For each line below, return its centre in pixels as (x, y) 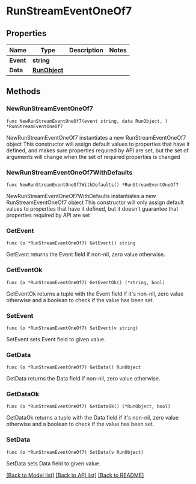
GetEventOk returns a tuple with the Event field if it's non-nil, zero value (95, 294)
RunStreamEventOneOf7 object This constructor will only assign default (95, 202)
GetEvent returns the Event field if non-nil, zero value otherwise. (86, 255)
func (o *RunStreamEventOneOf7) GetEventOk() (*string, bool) (86, 282)
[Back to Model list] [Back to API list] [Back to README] (75, 475)
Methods (23, 92)
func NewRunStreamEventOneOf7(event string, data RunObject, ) (87, 121)
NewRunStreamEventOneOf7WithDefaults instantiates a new (81, 196)
